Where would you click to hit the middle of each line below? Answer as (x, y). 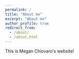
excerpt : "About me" (26, 19)
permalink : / (18, 10)
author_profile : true (27, 23)
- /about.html (24, 37)
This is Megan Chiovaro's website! (39, 51)
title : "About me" (24, 14)
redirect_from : (20, 28)
